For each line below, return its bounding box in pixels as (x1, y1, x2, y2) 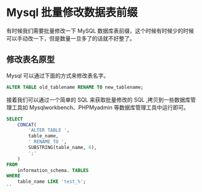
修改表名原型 (6, 55, 55, 65)
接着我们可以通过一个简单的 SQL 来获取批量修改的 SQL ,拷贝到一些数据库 (6, 96, 191, 103)
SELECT (6, 116, 23, 122)
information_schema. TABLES (17, 167, 89, 174)
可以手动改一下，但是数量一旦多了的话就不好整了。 (6, 34, 135, 42)
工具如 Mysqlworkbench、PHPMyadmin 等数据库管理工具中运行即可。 (11, 104, 190, 111)
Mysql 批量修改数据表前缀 (6, 6, 138, 20)
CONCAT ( (17, 121, 37, 128)
